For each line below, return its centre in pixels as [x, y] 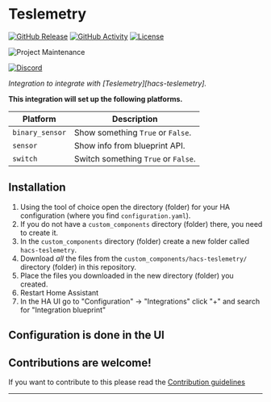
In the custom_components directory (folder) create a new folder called [135, 241]
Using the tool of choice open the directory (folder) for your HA [125, 207]
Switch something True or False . [135, 158]
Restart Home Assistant [59, 292]
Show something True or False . [133, 132]
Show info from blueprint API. [129, 145]
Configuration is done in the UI [87, 335]
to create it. [39, 232]
